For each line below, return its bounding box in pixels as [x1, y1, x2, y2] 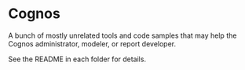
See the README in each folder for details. [8, 54, 147, 64]
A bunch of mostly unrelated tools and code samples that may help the [8, 31, 237, 40]
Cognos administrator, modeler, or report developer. [8, 39, 177, 48]
